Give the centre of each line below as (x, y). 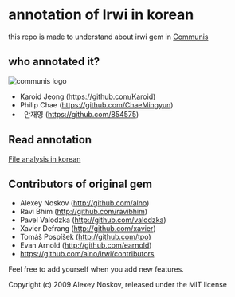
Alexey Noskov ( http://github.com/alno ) (84, 203)
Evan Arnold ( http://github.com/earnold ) (86, 245)
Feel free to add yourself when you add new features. (96, 269)
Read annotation (50, 140)
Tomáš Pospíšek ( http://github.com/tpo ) (85, 237)
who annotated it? (54, 62)
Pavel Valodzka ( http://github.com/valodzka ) (93, 220)
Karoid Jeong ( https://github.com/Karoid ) (88, 96)
